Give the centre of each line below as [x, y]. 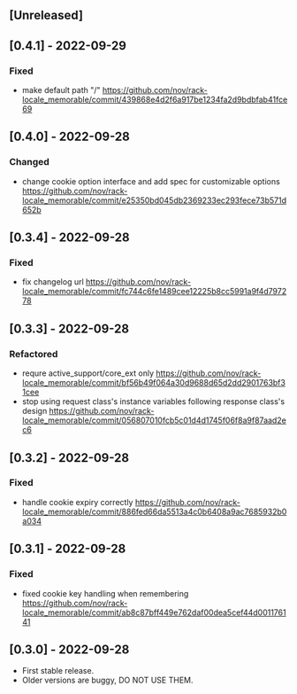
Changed [30, 162]
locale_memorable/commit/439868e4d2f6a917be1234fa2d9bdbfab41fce [155, 100]
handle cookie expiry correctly [77, 502]
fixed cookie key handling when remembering [105, 593]
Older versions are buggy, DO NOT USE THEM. [107, 680]
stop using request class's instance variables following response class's [153, 402]
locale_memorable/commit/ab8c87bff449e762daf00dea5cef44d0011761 [154, 612]
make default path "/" [61, 90]
